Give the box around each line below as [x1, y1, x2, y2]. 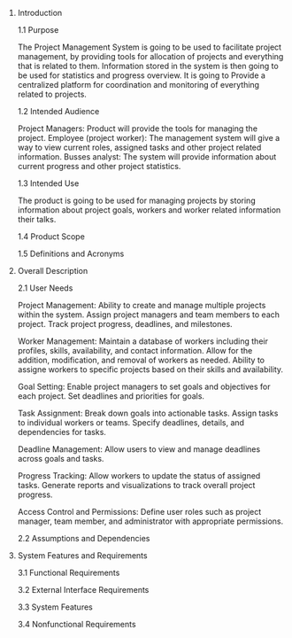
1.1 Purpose [17, 25, 59, 35]
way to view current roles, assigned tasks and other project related [17, 142, 262, 152]
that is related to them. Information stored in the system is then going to [17, 61, 279, 71]
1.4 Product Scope [17, 231, 86, 242]
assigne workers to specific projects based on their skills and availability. [17, 364, 284, 375]
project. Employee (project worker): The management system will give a [17, 133, 280, 143]
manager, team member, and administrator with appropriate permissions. [17, 516, 284, 526]
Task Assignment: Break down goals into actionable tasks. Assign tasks [17, 408, 279, 418]
